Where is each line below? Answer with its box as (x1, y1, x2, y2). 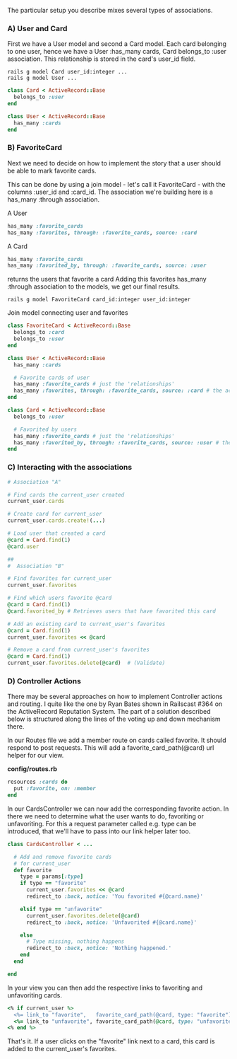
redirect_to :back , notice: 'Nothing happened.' (25, 944, 172, 952)
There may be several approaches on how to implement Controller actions (7, 693, 223, 701)
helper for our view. (7, 751, 64, 760)
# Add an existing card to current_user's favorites (7, 620, 166, 627)
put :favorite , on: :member (13, 785, 97, 792)
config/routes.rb (7, 765, 58, 773)
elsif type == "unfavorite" (20, 905, 102, 913)
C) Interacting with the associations (7, 463, 133, 473)
